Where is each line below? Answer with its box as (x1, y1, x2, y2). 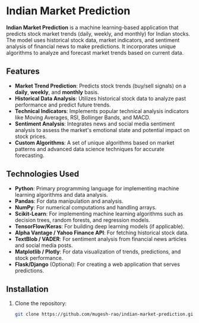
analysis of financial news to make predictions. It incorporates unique (6, 43, 176, 50)
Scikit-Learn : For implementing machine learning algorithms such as (14, 210, 184, 217)
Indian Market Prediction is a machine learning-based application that (6, 24, 179, 31)
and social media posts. (14, 242, 73, 249)
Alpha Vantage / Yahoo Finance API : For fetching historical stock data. (14, 229, 189, 236)
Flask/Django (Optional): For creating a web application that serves (14, 261, 180, 268)
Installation (6, 284, 49, 294)
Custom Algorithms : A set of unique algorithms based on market (14, 139, 175, 146)
